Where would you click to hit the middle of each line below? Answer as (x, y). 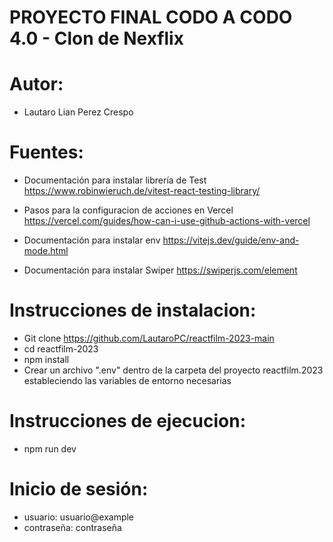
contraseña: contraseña (72, 527)
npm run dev (50, 448)
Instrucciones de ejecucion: (128, 421)
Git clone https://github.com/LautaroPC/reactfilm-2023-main (149, 338)
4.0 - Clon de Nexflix (96, 38)
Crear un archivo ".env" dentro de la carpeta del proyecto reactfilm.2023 (173, 370)
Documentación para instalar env (92, 240)
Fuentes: (46, 152)
